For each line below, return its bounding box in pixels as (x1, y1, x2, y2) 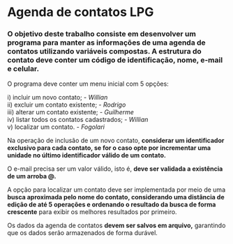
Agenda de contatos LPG (7, 4, 154, 20)
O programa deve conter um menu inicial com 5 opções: (7, 79, 169, 88)
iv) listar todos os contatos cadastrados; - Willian (7, 116, 149, 124)
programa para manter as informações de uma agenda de (7, 38, 206, 47)
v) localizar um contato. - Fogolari (7, 123, 105, 131)
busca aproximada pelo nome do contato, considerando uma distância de (7, 193, 225, 201)
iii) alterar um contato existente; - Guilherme (7, 108, 135, 116)
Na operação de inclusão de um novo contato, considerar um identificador (7, 137, 225, 145)
